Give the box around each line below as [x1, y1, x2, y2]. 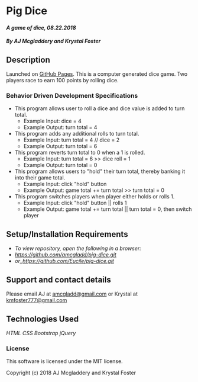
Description [6, 54, 50, 65]
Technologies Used [6, 314, 79, 324]
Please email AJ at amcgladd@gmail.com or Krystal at [6, 290, 138, 297]
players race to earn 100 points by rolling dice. [6, 77, 119, 84]
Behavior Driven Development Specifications [6, 92, 138, 100]
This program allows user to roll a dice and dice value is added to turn [14, 105, 185, 112]
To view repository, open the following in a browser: [14, 245, 142, 252]
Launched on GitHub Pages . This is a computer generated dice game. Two [6, 70, 188, 78]
